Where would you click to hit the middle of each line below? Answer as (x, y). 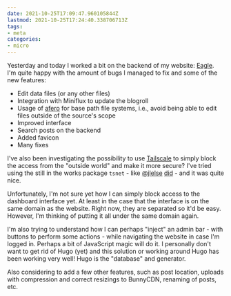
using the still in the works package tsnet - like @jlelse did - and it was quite (115, 173)
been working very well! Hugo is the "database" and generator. (97, 259)
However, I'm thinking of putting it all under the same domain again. (103, 216)
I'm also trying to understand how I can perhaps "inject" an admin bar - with (115, 229)
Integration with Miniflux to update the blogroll (83, 101)
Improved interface (44, 123)
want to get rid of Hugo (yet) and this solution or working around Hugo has (113, 251)
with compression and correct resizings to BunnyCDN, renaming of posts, (112, 279)
